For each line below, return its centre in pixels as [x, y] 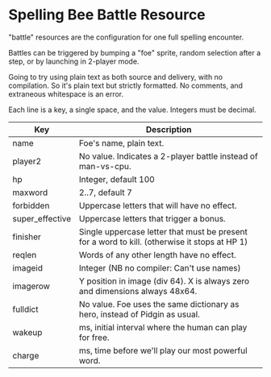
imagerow [31, 286]
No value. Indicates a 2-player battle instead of [169, 156]
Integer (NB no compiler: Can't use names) [160, 267]
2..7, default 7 [106, 193]
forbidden [31, 205]
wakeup [27, 332]
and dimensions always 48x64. [138, 291]
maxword [30, 193]
